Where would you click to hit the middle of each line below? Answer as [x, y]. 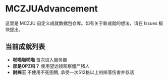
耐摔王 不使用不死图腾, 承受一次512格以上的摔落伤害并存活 [73, 72]
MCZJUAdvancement [52, 9]
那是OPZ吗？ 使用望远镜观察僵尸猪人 [51, 66]
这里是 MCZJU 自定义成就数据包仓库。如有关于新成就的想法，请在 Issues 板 [84, 23]
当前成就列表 [25, 47]
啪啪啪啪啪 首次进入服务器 [40, 59]
